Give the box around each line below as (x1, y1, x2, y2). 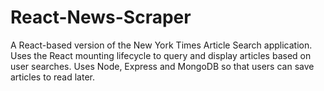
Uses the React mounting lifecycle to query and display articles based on (10, 49, 312, 61)
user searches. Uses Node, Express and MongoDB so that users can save (10, 60, 315, 72)
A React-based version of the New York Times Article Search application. (10, 39, 313, 51)
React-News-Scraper (10, 6, 192, 29)
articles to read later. (10, 71, 95, 83)
